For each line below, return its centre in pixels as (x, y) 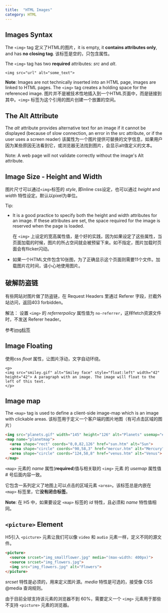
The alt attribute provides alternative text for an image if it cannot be (75, 128)
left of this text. (25, 381)
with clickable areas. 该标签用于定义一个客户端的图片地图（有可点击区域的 (82, 419)
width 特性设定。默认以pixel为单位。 (43, 195)
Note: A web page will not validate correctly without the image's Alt (74, 155)
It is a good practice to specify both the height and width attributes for (85, 215)
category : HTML (21, 15)
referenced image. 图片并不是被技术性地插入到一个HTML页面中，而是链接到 (83, 94)
